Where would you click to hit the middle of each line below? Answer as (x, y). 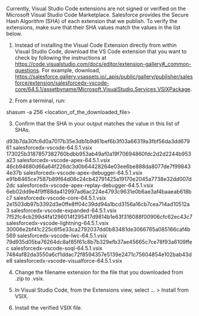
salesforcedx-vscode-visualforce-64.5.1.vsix (68, 261)
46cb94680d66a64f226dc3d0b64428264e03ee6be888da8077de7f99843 (99, 166)
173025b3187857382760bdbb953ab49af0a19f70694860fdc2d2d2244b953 (99, 154)
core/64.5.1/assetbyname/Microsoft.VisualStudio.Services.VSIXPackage (102, 89)
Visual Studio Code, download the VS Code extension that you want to (101, 51)
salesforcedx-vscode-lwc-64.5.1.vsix (62, 236)
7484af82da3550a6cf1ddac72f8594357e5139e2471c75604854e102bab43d (99, 254)
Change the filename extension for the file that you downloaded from (99, 272)
